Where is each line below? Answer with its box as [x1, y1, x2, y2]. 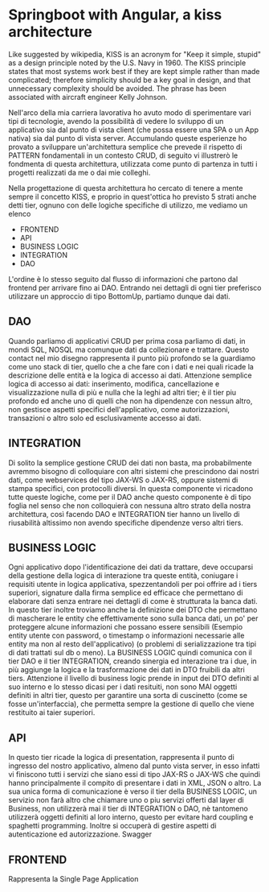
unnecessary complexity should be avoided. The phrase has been [8, 83, 226, 93]
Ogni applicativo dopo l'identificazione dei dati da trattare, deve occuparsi [8, 562, 254, 572]
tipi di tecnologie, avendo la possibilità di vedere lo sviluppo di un [8, 116, 224, 126]
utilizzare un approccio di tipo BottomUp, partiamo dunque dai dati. [8, 291, 230, 301]
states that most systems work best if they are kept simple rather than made [8, 66, 260, 76]
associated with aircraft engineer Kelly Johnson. [8, 92, 168, 101]
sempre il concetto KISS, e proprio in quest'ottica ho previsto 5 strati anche [8, 192, 257, 201]
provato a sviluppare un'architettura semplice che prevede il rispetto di [8, 142, 243, 151]
